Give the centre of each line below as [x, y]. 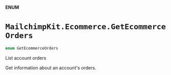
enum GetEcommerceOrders [32, 48]
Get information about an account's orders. [51, 67]
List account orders [26, 58]
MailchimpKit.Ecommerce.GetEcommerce [86, 27]
